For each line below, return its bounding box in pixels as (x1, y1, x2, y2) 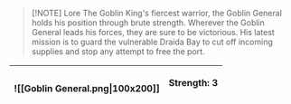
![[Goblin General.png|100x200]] (14, 82, 160, 94)
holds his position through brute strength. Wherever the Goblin (31, 17, 265, 28)
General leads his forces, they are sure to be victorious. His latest (31, 27, 276, 37)
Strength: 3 (168, 77, 219, 89)
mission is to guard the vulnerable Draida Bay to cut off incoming (31, 36, 274, 47)
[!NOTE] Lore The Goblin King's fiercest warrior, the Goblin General (31, 8, 283, 18)
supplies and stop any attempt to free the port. (31, 46, 205, 57)
